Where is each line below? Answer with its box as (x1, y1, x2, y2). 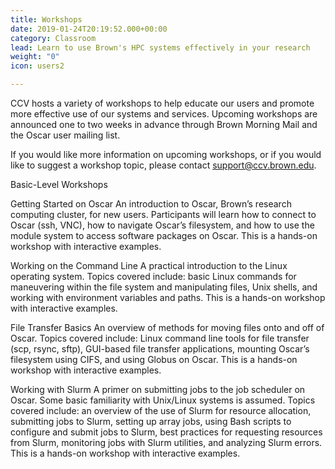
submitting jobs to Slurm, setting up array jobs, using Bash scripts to (10, 416, 292, 427)
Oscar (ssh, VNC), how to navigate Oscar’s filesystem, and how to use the (10, 219, 315, 231)
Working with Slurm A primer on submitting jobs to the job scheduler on (10, 384, 306, 395)
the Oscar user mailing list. (10, 129, 121, 141)
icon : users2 (10, 61, 65, 71)
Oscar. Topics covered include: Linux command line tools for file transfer (10, 332, 310, 344)
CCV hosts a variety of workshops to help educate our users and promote (10, 97, 315, 109)
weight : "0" (10, 52, 60, 62)
